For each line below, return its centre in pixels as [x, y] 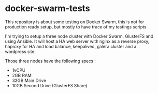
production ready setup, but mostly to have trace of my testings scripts [76, 27]
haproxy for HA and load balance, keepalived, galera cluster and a [71, 46]
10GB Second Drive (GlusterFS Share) [50, 85]
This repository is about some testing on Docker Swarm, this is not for [75, 22]
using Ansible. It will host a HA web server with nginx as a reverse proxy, [77, 41]
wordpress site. [21, 52]
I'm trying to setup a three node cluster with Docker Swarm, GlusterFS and [79, 36]
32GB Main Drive [29, 80]
